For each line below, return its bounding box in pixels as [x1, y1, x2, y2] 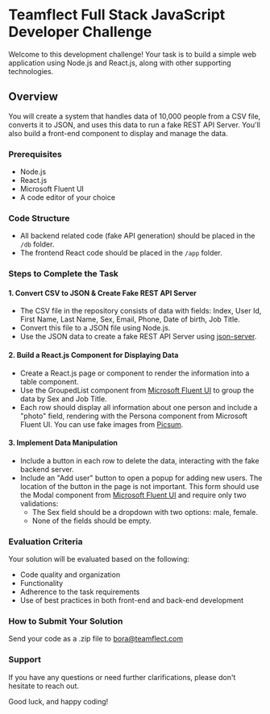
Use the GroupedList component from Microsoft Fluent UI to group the [19, 385, 255, 395]
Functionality [19, 579, 64, 588]
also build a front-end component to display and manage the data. [8, 128, 228, 138]
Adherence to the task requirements [19, 587, 140, 597]
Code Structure [8, 212, 70, 223]
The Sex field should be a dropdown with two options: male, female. [31, 507, 258, 517]
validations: [19, 498, 59, 509]
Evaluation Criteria [8, 536, 83, 547]
